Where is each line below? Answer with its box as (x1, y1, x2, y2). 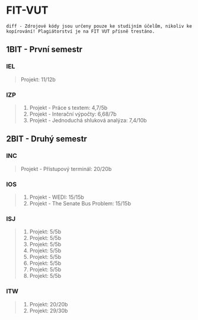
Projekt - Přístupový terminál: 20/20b (20, 165, 112, 172)
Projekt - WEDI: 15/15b (29, 194, 84, 201)
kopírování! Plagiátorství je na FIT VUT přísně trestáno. (6, 28, 155, 34)
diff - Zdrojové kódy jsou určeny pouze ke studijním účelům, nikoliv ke (6, 23, 193, 29)
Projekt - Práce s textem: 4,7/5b (29, 104, 108, 111)
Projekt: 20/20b (29, 300, 68, 308)
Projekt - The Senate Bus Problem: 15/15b (29, 199, 132, 207)
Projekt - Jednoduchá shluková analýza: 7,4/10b (29, 116, 147, 123)
